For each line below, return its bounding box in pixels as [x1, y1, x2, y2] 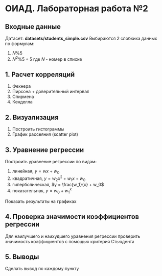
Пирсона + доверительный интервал [12, 89, 90, 95]
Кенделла [12, 99, 33, 105]
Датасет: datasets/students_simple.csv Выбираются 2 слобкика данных [5, 35, 158, 41]
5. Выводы [5, 253, 39, 261]
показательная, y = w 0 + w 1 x [12, 187, 72, 195]
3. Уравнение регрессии [5, 146, 84, 154]
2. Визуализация [5, 113, 59, 122]
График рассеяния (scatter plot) [12, 131, 78, 137]
